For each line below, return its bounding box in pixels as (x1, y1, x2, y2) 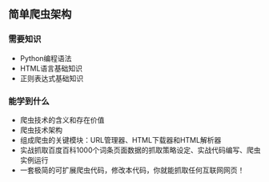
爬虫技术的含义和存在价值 (19, 115, 105, 124)
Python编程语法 (19, 53, 72, 63)
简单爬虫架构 (8, 7, 72, 22)
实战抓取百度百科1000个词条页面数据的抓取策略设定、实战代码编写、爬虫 (19, 145, 261, 155)
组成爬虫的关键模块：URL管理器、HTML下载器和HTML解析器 (19, 135, 222, 144)
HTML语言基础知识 (19, 63, 82, 73)
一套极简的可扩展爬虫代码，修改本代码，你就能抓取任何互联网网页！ (19, 165, 245, 175)
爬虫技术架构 (19, 125, 62, 135)
